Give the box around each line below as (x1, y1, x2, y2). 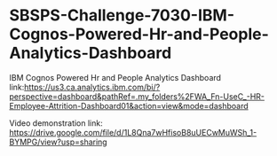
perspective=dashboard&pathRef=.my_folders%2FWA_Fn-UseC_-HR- (9, 90, 265, 102)
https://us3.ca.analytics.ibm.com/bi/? (23, 82, 161, 92)
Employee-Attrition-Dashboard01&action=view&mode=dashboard (9, 100, 249, 111)
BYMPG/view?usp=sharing (9, 136, 108, 147)
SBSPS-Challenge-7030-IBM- (9, 5, 235, 26)
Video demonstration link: (9, 117, 104, 129)
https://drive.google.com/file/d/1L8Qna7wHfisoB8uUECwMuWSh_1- (9, 127, 257, 137)
